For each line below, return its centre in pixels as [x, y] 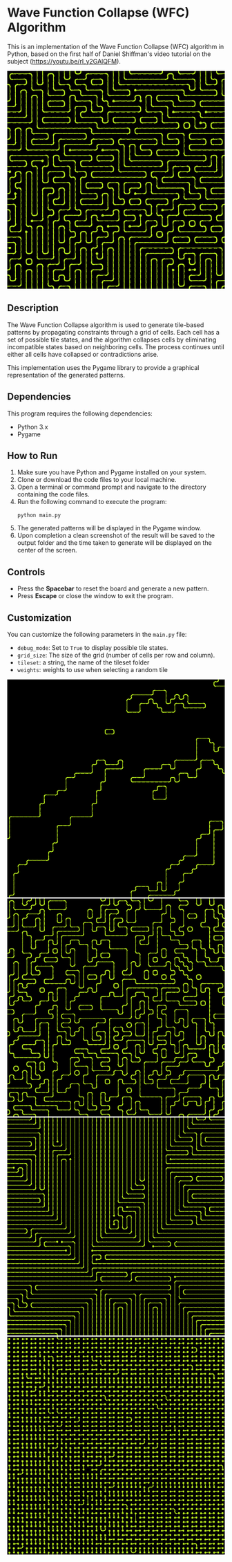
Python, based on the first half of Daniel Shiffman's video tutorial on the [109, 54]
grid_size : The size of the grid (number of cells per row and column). [116, 655]
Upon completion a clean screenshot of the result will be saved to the [116, 536]
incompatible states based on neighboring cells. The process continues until [116, 346]
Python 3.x [32, 427]
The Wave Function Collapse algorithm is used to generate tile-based [106, 325]
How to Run [32, 455]
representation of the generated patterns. [66, 375]
